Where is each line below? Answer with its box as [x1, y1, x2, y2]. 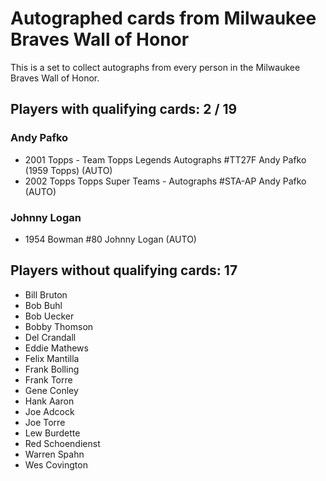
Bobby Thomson [24, 320, 94, 332]
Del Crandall [24, 331, 77, 343]
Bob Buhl [24, 299, 63, 311]
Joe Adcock [24, 405, 75, 417]
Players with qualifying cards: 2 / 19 [10, 101, 238, 118]
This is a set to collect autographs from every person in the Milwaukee [10, 61, 301, 73]
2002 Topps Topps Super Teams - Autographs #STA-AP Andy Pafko [24, 175, 307, 187]
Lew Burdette [24, 427, 81, 439]
